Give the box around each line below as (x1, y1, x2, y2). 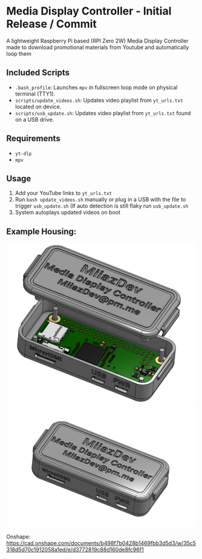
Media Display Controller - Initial (6, 4, 172, 18)
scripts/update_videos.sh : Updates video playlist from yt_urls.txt (15, 96, 183, 104)
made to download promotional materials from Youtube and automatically (6, 44, 189, 51)
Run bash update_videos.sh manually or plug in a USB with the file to (15, 196, 186, 203)
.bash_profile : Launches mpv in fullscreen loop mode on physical (15, 84, 178, 91)
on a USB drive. (15, 116, 54, 123)
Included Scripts (6, 68, 70, 78)
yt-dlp (15, 150, 32, 157)
